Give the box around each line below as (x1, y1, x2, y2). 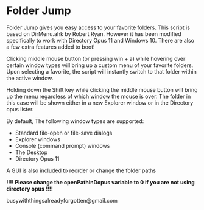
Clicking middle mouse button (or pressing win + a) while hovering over (6, 55, 186, 62)
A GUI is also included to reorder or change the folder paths (6, 167, 157, 174)
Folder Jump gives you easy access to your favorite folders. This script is (6, 24, 191, 31)
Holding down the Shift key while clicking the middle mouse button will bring (6, 86, 198, 93)
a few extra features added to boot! (6, 43, 96, 51)
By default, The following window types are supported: (6, 117, 144, 125)
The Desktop (15, 149, 47, 156)
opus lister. (6, 105, 34, 113)
